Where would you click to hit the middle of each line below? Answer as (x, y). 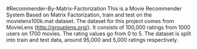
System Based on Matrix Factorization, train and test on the (79, 15)
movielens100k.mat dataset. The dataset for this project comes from (90, 21)
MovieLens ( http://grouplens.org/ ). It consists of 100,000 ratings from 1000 (98, 27)
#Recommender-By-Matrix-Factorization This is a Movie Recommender (94, 9)
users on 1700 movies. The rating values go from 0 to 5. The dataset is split (98, 34)
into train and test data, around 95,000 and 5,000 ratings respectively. (92, 40)
